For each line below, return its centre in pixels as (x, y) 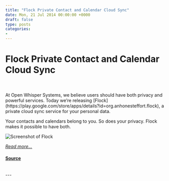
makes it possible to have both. (38, 126)
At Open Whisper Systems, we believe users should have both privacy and (84, 95)
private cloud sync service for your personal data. (58, 111)
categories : (18, 29)
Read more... (19, 146)
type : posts (18, 24)
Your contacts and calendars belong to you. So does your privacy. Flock (81, 121)
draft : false (19, 19)
